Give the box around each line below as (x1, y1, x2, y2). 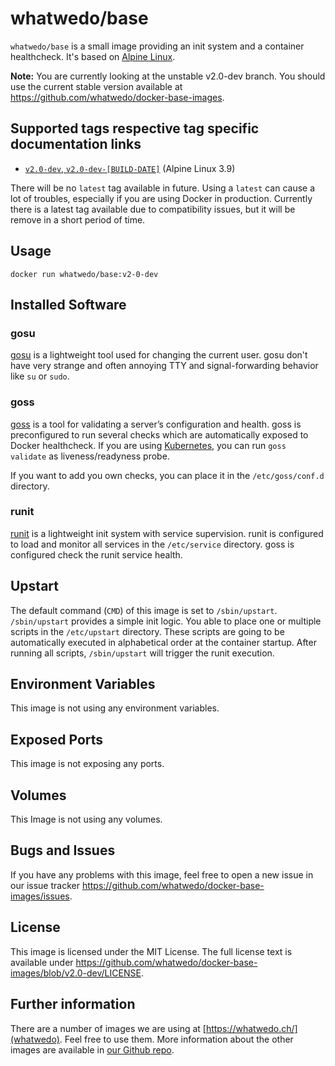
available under (10, 956, 74, 968)
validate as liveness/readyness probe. (10, 450, 170, 462)
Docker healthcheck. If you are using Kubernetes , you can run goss (10, 439, 287, 451)
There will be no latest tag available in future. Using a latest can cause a (10, 182, 316, 194)
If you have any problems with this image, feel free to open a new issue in (10, 868, 314, 881)
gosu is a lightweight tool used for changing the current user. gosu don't (10, 349, 308, 361)
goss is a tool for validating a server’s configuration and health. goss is (10, 418, 302, 430)
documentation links (10, 136, 142, 153)
